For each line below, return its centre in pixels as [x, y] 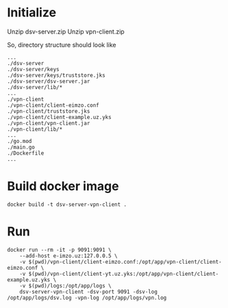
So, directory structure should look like [62, 44]
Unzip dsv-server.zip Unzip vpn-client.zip [66, 31]
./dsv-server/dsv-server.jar [49, 81]
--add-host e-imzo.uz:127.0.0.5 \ [68, 256]
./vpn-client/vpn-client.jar [49, 123]
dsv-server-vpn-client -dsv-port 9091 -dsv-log [88, 292]
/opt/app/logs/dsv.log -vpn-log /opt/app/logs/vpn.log [87, 298]
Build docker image [63, 187]
